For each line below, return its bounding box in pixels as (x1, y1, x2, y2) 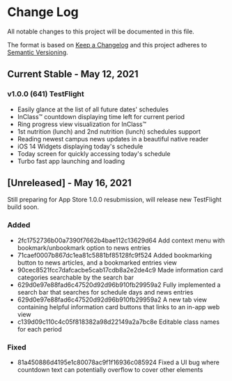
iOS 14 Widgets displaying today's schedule (17, 142, 144, 150)
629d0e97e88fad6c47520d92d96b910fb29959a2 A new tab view (17, 295, 208, 304)
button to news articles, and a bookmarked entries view (17, 258, 178, 267)
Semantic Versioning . (7, 48, 68, 56)
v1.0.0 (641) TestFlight (7, 89, 85, 99)
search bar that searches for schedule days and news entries (17, 288, 194, 296)
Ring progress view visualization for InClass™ (17, 120, 147, 128)
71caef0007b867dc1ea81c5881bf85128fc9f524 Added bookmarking (17, 251, 212, 259)
